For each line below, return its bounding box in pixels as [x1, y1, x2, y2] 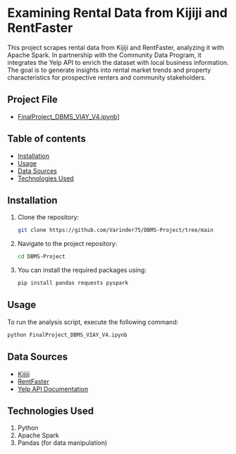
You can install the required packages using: [17, 266, 147, 274]
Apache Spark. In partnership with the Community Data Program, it [7, 51, 202, 59]
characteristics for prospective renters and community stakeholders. [7, 73, 206, 82]
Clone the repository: [17, 213, 80, 221]
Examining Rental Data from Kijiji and [7, 5, 228, 21]
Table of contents [7, 133, 86, 145]
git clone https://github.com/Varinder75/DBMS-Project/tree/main [17, 227, 213, 234]
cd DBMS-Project [17, 253, 66, 260]
